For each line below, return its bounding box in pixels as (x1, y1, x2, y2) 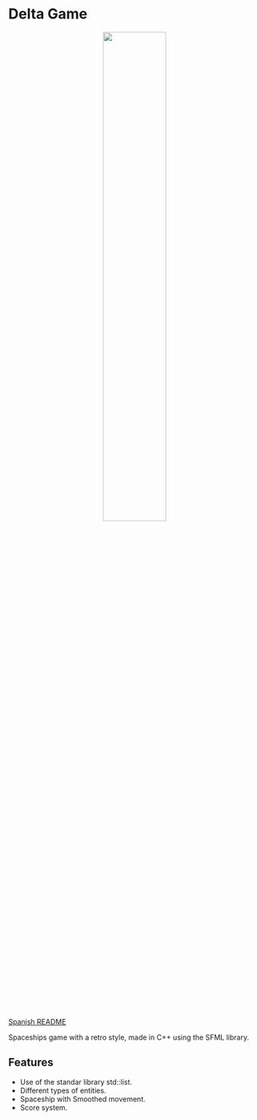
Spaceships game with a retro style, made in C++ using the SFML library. (8, 1032, 250, 1042)
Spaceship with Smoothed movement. (19, 1094, 146, 1104)
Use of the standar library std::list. (19, 1077, 133, 1086)
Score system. (19, 1102, 68, 1112)
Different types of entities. (19, 1085, 106, 1095)
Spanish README (8, 1016, 66, 1026)
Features (8, 1056, 54, 1069)
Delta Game (8, 5, 88, 23)
